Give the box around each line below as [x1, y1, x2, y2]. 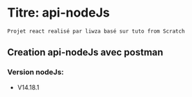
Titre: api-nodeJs [7, 5, 110, 21]
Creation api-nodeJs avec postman [7, 46, 163, 58]
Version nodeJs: [7, 67, 64, 77]
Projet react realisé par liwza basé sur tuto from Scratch [7, 28, 186, 35]
